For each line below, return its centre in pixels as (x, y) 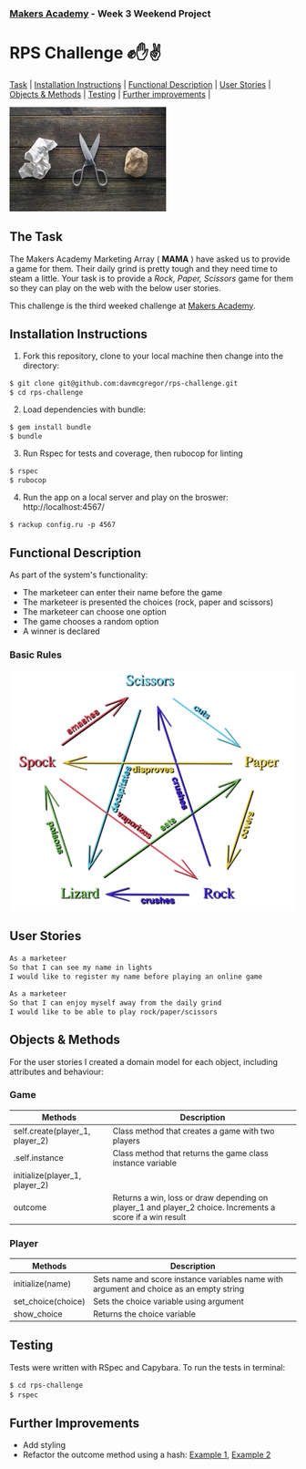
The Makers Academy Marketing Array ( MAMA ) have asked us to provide (150, 259)
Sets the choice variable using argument (168, 1301)
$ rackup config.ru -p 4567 (63, 525)
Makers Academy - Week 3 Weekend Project (110, 14)
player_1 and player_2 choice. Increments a (194, 1207)
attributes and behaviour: (57, 1071)
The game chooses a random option (91, 622)
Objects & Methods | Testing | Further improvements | (110, 94)
